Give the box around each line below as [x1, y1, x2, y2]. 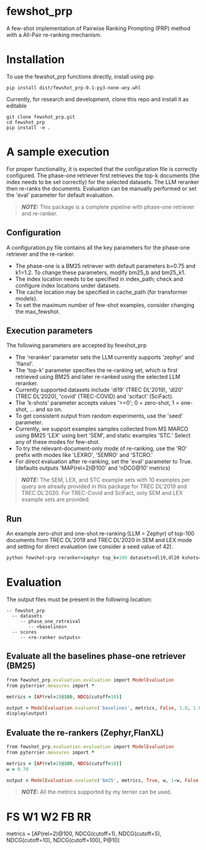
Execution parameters [6, 326, 93, 336]
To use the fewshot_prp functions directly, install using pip [6, 72, 154, 80]
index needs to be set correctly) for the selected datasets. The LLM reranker [6, 178, 199, 185]
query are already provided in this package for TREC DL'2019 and [21, 483, 187, 490]
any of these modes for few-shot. [15, 438, 100, 446]
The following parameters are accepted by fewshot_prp [6, 342, 147, 349]
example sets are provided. [21, 496, 91, 503]
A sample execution [6, 145, 110, 159]
